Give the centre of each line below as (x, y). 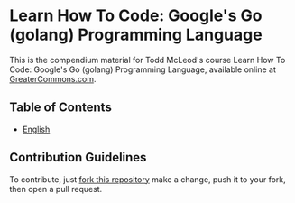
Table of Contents (61, 108)
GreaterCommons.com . (53, 78)
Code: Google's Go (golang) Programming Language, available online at (143, 69)
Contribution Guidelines (78, 157)
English (36, 129)
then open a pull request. (56, 189)
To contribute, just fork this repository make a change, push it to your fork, (147, 179)
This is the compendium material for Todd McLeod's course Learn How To (147, 60)
